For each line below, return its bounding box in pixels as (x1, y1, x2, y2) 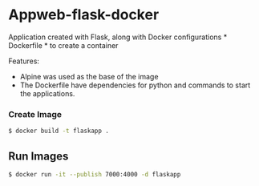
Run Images (8, 149, 69, 163)
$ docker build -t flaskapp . (8, 127, 110, 135)
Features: (8, 56, 40, 66)
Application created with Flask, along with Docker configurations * (8, 32, 228, 42)
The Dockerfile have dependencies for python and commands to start (19, 80, 251, 90)
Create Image (8, 108, 63, 119)
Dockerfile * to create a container (8, 40, 119, 50)
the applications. (19, 88, 75, 98)
